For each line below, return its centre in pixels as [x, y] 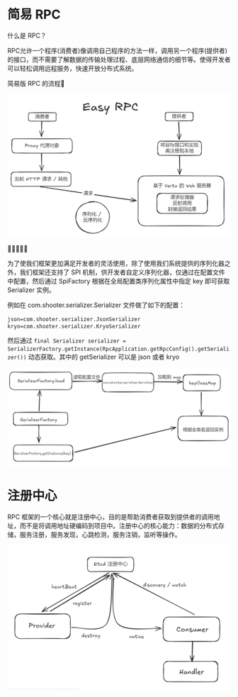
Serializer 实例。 [31, 290]
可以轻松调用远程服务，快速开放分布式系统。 [73, 68]
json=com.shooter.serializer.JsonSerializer [74, 320]
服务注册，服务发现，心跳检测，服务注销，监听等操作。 [100, 534]
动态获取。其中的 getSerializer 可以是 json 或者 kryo [104, 357]
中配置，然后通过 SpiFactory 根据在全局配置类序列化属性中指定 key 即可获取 [119, 281]
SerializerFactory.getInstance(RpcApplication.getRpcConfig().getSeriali [119, 349]
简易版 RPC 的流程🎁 [36, 83]
